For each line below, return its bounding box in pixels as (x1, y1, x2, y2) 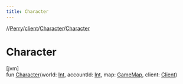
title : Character (6, 8, 49, 15)
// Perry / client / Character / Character (6, 25, 90, 32)
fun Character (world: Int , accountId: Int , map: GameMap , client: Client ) (6, 71, 178, 78)
